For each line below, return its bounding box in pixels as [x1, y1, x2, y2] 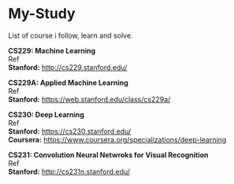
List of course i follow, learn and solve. [8, 31, 133, 40]
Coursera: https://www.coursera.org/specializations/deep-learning [8, 134, 227, 144]
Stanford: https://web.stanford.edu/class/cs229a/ [8, 94, 171, 104]
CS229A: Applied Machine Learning [8, 78, 128, 87]
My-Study [8, 5, 76, 23]
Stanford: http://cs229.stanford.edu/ [8, 62, 128, 72]
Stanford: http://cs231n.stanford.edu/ [8, 167, 131, 176]
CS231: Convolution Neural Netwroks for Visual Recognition [8, 150, 209, 160]
